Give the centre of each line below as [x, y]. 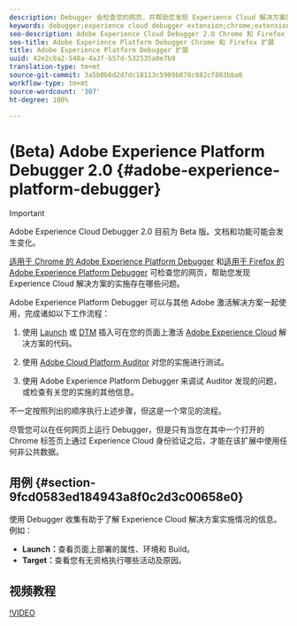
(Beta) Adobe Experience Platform [137, 151]
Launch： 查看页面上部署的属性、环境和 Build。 [108, 549]
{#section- [65, 482]
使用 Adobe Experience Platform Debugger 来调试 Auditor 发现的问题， [151, 381]
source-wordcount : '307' [55, 91]
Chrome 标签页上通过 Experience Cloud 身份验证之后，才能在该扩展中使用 [145, 441]
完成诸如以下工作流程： [67, 313]
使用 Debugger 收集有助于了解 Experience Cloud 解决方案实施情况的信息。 [145, 520]
